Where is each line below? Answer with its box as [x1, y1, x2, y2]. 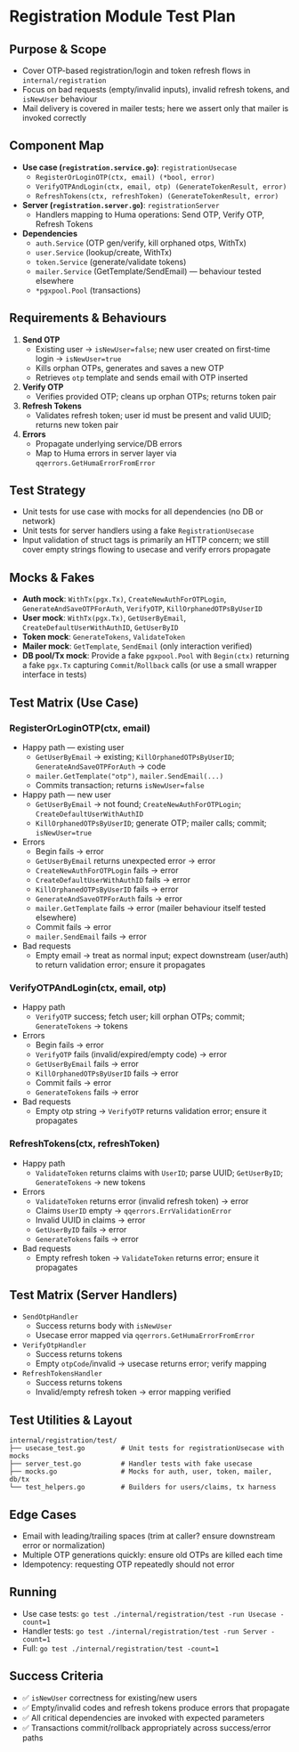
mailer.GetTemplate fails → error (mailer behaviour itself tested [35, 902, 267, 913]
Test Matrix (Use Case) [9, 695, 140, 710]
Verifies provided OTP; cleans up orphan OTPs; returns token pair [35, 391, 277, 401]
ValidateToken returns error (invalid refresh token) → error [35, 1195, 249, 1207]
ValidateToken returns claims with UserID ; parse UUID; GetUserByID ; [35, 1167, 283, 1178]
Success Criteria [9, 1668, 104, 1683]
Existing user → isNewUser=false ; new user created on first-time [35, 343, 271, 354]
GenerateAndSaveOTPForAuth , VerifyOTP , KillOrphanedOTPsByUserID [21, 603, 263, 614]
